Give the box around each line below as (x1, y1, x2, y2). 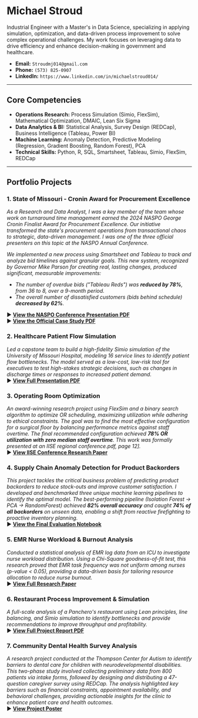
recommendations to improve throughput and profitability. (6, 620, 147, 628)
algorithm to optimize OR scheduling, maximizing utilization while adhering (6, 411, 188, 419)
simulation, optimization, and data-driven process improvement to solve (6, 29, 181, 37)
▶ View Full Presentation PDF (6, 377, 80, 384)
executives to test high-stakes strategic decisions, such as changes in (6, 364, 177, 372)
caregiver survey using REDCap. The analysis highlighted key (29, 680, 179, 687)
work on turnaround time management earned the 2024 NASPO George (6, 214, 182, 221)
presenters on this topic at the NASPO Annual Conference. (6, 240, 149, 247)
